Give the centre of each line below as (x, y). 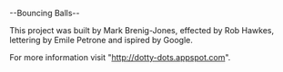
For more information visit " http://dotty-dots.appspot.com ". (120, 57)
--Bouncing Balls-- (45, 13)
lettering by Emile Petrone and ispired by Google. (101, 40)
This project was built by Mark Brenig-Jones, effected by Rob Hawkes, (142, 30)
